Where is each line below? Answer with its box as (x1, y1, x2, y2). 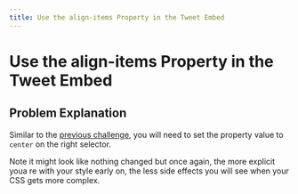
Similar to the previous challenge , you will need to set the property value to (9, 129, 284, 140)
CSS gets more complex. (9, 174, 101, 185)
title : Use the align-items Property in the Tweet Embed (9, 12, 225, 22)
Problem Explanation (9, 106, 127, 121)
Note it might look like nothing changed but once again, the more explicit (9, 156, 276, 166)
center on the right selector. (9, 139, 112, 150)
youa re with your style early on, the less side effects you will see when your (9, 166, 289, 176)
